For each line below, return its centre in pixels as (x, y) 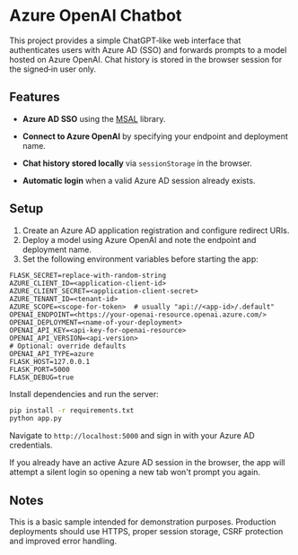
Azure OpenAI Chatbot (96, 16)
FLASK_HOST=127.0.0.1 (50, 361)
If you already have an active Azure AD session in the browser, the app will (147, 463)
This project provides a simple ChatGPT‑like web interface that (125, 40)
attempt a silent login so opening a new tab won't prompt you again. (135, 473)
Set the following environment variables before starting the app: (140, 259)
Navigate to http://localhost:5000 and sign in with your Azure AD (132, 436)
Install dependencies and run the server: (84, 394)
